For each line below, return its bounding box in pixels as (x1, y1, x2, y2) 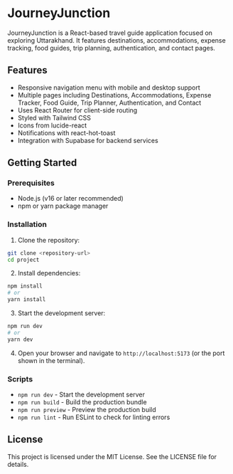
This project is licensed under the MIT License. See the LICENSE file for (7, 452, 217, 460)
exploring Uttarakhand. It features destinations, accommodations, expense (7, 36, 226, 44)
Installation (7, 219, 48, 229)
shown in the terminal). (17, 356, 85, 364)
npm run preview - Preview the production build (17, 406, 156, 414)
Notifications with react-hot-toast (17, 128, 116, 137)
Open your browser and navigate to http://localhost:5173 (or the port (17, 349, 225, 357)
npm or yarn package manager (17, 201, 109, 211)
